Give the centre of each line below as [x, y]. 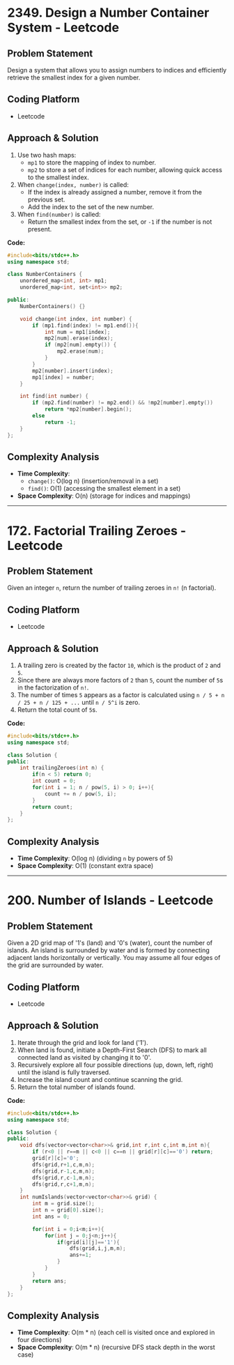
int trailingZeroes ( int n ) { [62, 768]
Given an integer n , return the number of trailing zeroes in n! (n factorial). [112, 588]
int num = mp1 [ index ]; [77, 332]
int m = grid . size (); [64, 1204]
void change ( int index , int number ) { [76, 319]
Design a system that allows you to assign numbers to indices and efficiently [117, 70]
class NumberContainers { [45, 274]
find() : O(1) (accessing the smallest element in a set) [104, 489]
